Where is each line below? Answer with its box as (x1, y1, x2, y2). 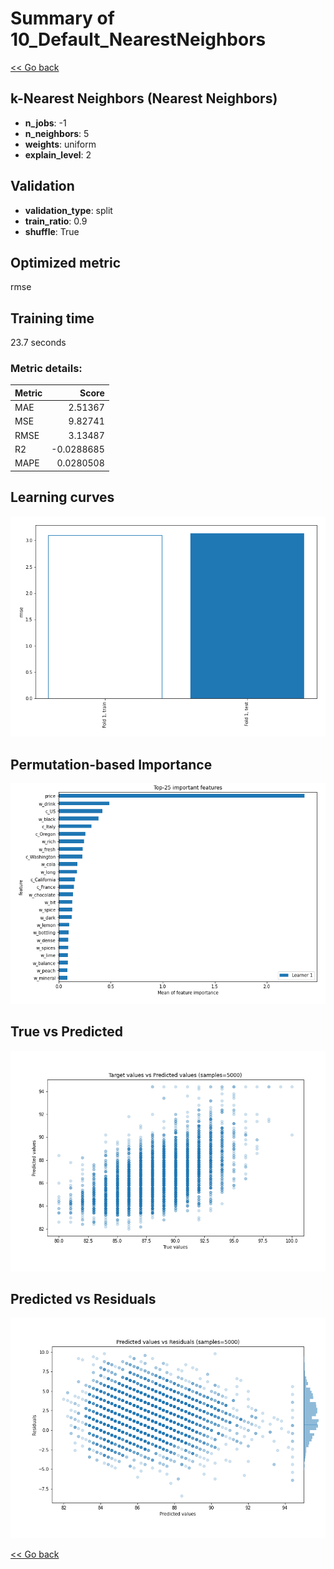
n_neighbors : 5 (24, 127, 90, 139)
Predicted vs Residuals (10, 1290, 157, 1307)
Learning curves (10, 489, 115, 506)
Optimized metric (10, 254, 122, 271)
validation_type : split (24, 204, 113, 216)
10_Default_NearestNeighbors (10, 28, 267, 51)
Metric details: (10, 362, 83, 376)
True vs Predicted (10, 1023, 123, 1041)
